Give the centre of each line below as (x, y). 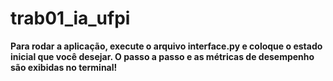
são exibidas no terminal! (64, 67)
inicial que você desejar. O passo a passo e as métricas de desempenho (162, 56)
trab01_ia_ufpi (70, 18)
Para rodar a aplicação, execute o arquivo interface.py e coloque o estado (166, 46)
